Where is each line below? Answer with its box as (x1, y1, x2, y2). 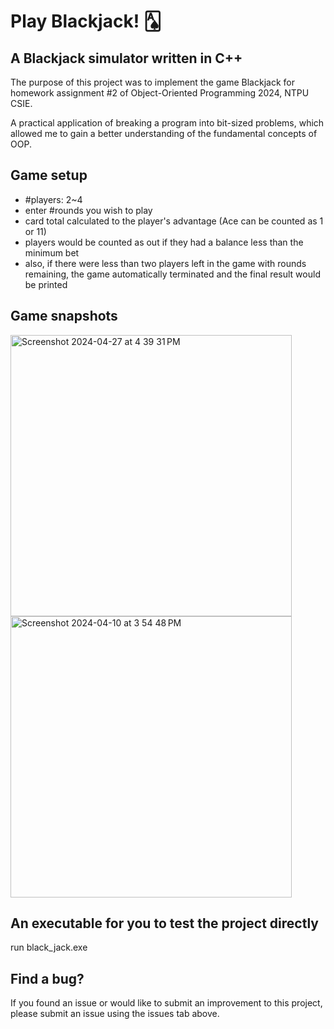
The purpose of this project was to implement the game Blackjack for (10, 76, 295, 88)
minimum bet (24, 246, 80, 259)
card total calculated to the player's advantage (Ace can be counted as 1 (24, 215, 324, 227)
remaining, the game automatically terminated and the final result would (24, 268, 321, 280)
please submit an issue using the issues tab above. (10, 1008, 220, 1020)
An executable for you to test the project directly (10, 915, 319, 932)
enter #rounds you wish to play (24, 204, 153, 216)
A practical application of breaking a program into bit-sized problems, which (10, 117, 325, 129)
